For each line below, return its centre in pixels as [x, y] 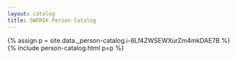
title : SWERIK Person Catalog [52, 20]
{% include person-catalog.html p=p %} [66, 48]
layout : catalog [31, 14]
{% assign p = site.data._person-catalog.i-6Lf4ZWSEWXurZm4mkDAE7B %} [119, 40]
